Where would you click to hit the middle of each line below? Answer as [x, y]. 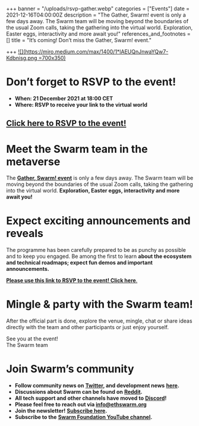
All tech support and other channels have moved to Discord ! [91, 398]
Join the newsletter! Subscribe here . [61, 411]
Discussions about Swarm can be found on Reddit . [78, 392]
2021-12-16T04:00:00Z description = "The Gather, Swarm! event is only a [96, 15]
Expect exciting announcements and [99, 221]
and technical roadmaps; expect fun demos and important [80, 263]
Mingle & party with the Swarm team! [99, 304]
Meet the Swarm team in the [77, 149]
